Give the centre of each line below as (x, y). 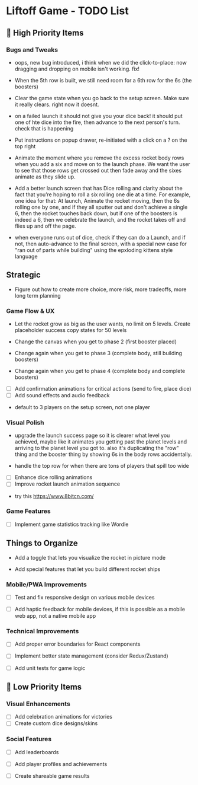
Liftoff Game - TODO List (67, 11)
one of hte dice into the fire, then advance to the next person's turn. (97, 122)
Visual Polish (25, 423)
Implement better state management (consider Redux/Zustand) (91, 656)
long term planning (38, 295)
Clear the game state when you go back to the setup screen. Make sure (102, 98)
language (26, 256)
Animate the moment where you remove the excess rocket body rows (99, 158)
